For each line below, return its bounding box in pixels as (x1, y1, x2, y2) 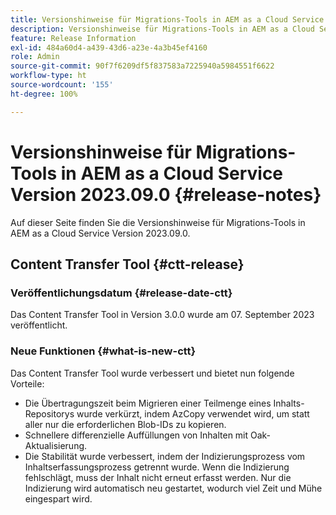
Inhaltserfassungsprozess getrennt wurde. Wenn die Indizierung (24, 461, 290, 473)
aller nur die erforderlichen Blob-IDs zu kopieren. (24, 418, 227, 430)
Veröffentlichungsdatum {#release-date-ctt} (10, 286, 233, 300)
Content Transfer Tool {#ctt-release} (10, 256, 245, 273)
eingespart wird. (24, 492, 93, 505)
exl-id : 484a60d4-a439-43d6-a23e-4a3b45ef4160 (10, 42, 208, 53)
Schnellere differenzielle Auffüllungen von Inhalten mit (24, 429, 249, 441)
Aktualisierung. (24, 439, 88, 451)
